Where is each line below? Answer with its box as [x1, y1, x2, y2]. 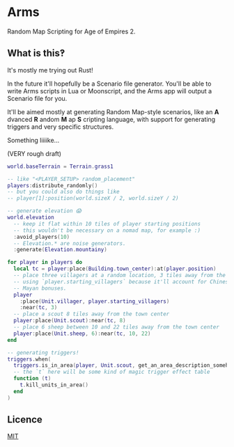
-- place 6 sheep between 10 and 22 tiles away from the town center [13, 324, 219, 331]
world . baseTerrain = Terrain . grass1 [7, 163, 114, 170]
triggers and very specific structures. [7, 123, 114, 131]
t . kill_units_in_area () [19, 382, 89, 389]
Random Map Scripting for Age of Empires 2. [7, 27, 136, 36]
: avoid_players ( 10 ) [13, 233, 70, 240]
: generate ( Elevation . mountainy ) [13, 246, 108, 253]
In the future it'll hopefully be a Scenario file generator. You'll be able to [7, 79, 212, 88]
